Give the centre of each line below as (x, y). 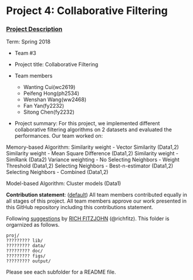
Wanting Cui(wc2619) (49, 87)
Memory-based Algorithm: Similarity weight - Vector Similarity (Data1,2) (92, 147)
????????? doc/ (25, 251)
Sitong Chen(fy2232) (49, 112)
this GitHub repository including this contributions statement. (80, 207)
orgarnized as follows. (33, 225)
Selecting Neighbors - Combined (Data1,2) (57, 172)
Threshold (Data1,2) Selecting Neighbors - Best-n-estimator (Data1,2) (90, 166)
